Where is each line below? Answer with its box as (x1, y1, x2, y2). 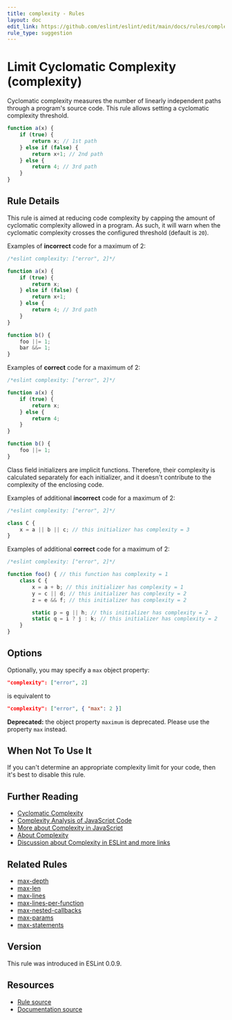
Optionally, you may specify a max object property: (7, 665, 150, 674)
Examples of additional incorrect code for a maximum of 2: (7, 494, 175, 502)
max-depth (17, 877, 49, 885)
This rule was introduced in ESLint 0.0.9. (7, 959, 122, 967)
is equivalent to (7, 692, 50, 700)
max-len (17, 884, 41, 892)
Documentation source (17, 1005, 83, 1013)
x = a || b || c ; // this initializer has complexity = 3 (19, 526, 190, 533)
